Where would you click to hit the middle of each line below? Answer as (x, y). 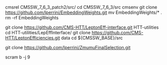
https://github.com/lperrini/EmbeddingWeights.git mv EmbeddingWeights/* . (83, 12)
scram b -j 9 (18, 57)
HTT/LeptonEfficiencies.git (33, 38)
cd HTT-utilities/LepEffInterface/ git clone (48, 32)
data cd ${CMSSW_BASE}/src (92, 38)
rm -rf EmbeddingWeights (32, 18)
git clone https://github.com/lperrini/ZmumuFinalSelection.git (68, 47)
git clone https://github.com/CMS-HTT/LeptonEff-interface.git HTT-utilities (82, 27)
